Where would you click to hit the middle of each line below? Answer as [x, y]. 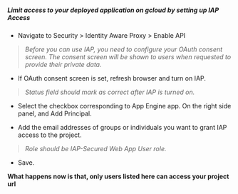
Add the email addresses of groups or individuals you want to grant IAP [122, 127]
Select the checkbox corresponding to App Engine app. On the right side [124, 106]
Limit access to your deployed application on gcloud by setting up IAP [113, 10]
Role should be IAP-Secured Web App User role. [95, 148]
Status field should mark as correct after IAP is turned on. [110, 92]
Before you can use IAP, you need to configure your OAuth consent [124, 49]
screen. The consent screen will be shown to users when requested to [128, 56]
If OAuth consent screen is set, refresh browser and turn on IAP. [112, 78]
